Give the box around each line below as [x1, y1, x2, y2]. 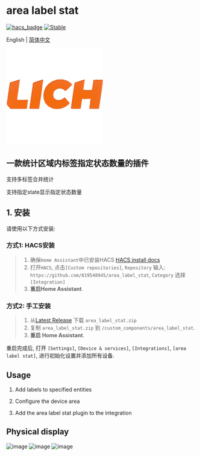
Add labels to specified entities [14, 385, 92, 393]
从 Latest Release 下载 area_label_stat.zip [30, 317, 137, 324]
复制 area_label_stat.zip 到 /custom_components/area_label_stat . [30, 324, 195, 332]
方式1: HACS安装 [6, 241, 55, 250]
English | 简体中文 [6, 36, 51, 43]
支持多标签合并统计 [6, 176, 54, 183]
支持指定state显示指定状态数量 [6, 188, 83, 195]
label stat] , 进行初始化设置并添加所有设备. [6, 352, 114, 359]
